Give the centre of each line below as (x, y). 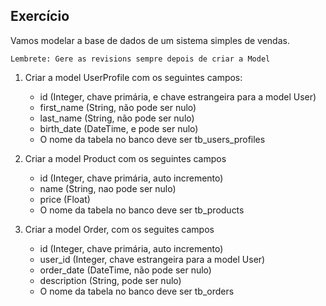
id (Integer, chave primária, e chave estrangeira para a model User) (178, 96)
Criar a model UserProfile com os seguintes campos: (133, 77)
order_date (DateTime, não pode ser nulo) (125, 270)
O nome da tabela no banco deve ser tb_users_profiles (152, 139)
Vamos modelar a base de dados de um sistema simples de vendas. (150, 40)
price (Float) (65, 199)
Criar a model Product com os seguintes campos (125, 158)
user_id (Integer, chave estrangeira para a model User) (152, 259)
